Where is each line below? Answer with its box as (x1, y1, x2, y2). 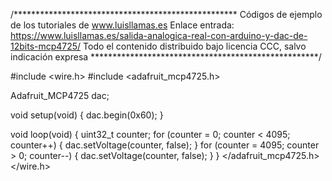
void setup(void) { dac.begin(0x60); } (10, 109, 164, 121)
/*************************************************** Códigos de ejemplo (10, 9, 323, 20)
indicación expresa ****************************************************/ (10, 51, 322, 63)
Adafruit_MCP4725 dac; (10, 90, 110, 101)
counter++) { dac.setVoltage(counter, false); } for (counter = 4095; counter (10, 139, 320, 151)
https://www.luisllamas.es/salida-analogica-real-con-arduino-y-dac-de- (10, 30, 308, 41)
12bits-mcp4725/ (10, 40, 82, 52)
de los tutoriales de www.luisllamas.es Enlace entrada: (10, 19, 235, 31)
